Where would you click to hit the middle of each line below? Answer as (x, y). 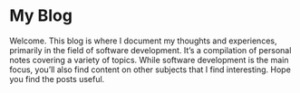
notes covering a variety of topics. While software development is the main (149, 60)
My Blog (41, 16)
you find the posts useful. (57, 79)
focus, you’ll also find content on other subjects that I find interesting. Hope (150, 70)
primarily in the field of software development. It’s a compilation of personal (150, 50)
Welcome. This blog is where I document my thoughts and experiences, (143, 41)
